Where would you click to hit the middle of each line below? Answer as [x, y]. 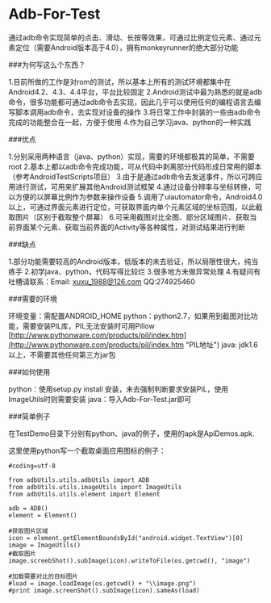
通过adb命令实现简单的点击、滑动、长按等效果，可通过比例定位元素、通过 [131, 37]
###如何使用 [29, 371]
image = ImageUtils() [45, 545]
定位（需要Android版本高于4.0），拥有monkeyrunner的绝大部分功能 [127, 47]
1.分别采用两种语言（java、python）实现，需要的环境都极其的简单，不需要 [132, 156]
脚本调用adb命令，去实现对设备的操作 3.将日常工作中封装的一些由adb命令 [138, 112]
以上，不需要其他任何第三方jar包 [62, 354]
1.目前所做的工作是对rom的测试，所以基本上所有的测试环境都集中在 [120, 82]
